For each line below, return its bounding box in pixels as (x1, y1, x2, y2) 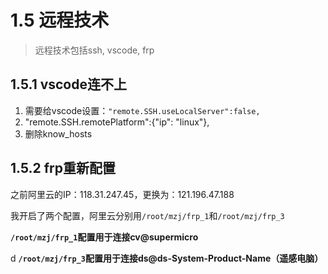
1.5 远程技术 (10, 9, 110, 32)
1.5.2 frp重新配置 (10, 160, 117, 177)
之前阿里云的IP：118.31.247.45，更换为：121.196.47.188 (10, 188, 235, 200)
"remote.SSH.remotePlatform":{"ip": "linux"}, (24, 116, 210, 128)
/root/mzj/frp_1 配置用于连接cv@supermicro (10, 231, 199, 243)
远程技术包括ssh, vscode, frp (34, 44, 155, 56)
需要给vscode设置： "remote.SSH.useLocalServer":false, (24, 104, 261, 116)
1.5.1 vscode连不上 (10, 76, 127, 93)
